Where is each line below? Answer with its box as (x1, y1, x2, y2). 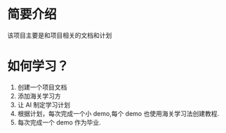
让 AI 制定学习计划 (17, 100, 71, 109)
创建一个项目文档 (17, 82, 67, 91)
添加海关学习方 (17, 91, 61, 100)
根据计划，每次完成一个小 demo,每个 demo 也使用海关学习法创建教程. (17, 109, 220, 118)
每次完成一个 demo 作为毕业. (17, 118, 102, 127)
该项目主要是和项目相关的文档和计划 (7, 31, 112, 39)
